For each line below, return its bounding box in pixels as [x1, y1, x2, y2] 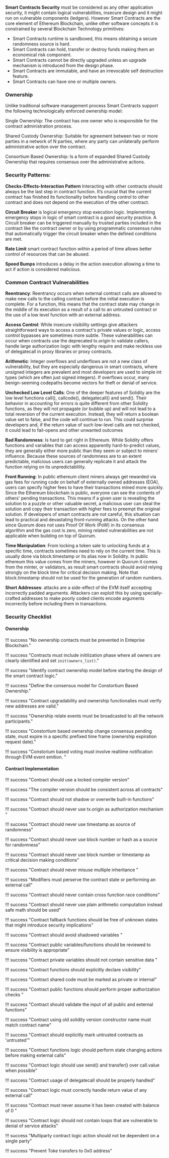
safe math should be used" [5, 907, 61, 913]
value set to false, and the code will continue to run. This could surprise [5, 416, 153, 422]
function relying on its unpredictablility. [5, 464, 86, 470]
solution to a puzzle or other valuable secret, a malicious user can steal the [5, 500, 160, 506]
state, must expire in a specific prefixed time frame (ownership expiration [5, 733, 157, 740]
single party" [5, 1138, 32, 1144]
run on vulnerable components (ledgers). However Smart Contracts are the [5, 15, 161, 21]
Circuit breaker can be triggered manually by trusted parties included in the [5, 219, 161, 226]
